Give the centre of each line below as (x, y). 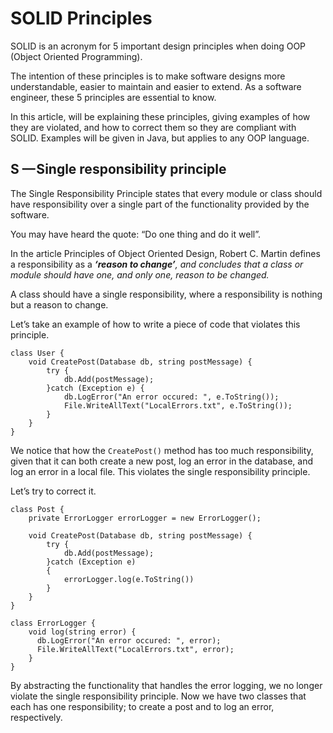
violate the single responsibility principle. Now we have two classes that (158, 696)
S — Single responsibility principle (118, 169)
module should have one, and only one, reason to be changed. (140, 274)
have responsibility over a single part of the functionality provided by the (160, 204)
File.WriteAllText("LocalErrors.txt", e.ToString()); (178, 405)
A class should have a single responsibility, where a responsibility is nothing (166, 294)
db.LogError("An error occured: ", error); (129, 640)
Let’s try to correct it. (53, 491)
